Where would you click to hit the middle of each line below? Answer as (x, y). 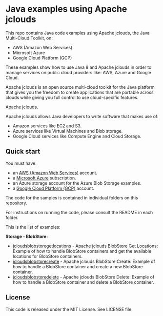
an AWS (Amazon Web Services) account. (55, 173)
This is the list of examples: (33, 227)
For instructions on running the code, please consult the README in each (79, 212)
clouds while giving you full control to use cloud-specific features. (72, 97)
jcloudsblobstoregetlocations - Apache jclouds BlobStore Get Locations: (85, 246)
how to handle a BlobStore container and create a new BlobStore (78, 266)
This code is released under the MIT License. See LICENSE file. (69, 309)
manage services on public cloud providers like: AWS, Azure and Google (79, 72)
